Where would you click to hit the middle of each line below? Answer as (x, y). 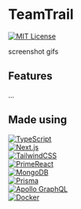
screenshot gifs (33, 51)
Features (30, 76)
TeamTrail (41, 15)
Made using (38, 120)
